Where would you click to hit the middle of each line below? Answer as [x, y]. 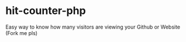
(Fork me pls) [22, 33]
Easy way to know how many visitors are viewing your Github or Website [93, 27]
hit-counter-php [46, 11]
